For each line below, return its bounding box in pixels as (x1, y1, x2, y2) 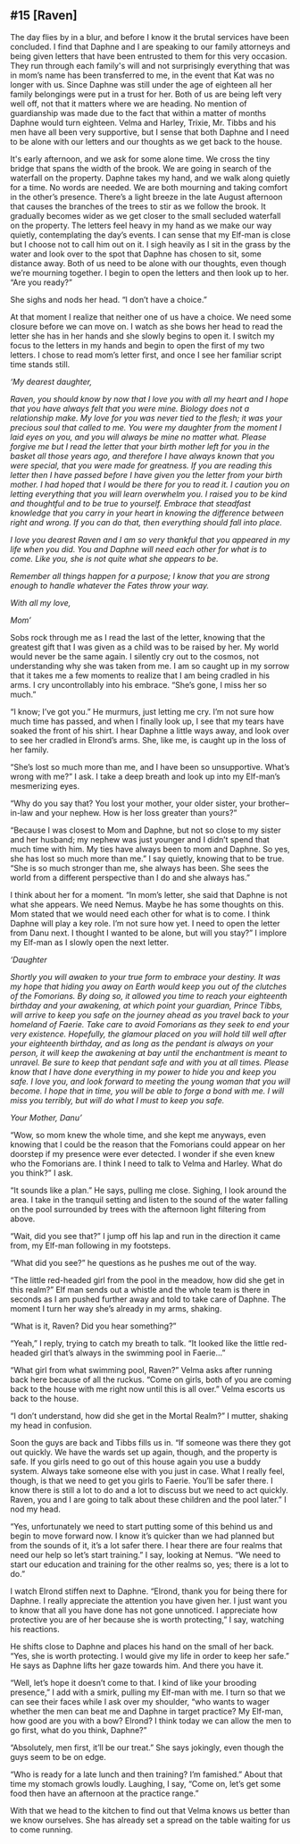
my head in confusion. (10, 1420, 93, 1430)
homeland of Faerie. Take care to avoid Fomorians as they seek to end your (10, 1018, 289, 1029)
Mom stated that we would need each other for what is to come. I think (10, 908, 271, 919)
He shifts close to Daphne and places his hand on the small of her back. (10, 1640, 275, 1652)
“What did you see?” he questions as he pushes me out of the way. (10, 1257, 257, 1268)
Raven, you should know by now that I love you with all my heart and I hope (10, 393, 289, 404)
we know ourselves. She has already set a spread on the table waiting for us (10, 1815, 291, 1825)
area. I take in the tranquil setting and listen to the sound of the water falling (10, 1194, 288, 1205)
